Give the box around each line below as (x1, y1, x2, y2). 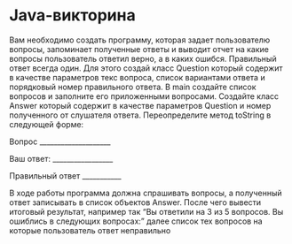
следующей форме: (9, 118, 84, 129)
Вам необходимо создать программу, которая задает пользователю (9, 34, 271, 45)
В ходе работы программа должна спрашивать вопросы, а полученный (9, 187, 282, 198)
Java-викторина (9, 5, 136, 26)
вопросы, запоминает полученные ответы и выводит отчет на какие (9, 43, 269, 54)
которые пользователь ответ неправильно (9, 225, 171, 235)
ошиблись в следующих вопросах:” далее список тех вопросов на (9, 216, 264, 226)
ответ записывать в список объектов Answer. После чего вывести (9, 196, 262, 208)
